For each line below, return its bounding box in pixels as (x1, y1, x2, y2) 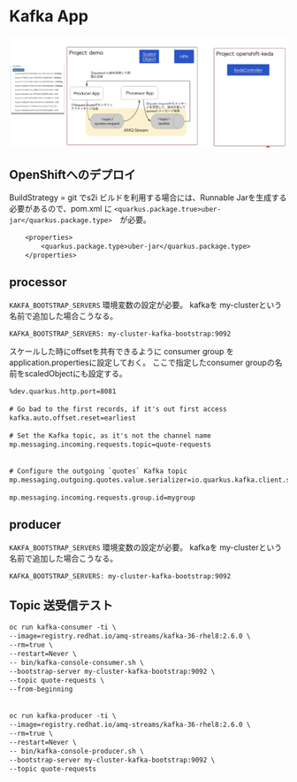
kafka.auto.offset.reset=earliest (9, 414, 137, 422)
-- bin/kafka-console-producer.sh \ (9, 747, 144, 756)
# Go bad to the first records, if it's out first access (9, 405, 227, 414)
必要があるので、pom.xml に (9, 204, 112, 214)
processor (9, 275, 67, 290)
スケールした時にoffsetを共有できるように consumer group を (9, 345, 234, 356)
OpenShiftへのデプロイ (9, 166, 136, 182)
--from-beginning (9, 685, 73, 694)
